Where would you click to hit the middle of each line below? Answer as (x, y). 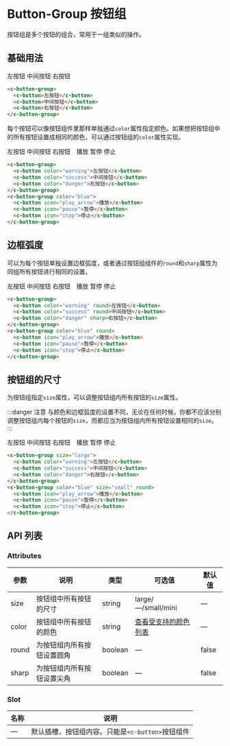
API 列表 (25, 536)
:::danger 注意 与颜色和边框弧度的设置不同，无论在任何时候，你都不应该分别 (114, 412)
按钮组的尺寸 (34, 379)
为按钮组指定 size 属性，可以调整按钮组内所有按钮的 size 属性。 (94, 397)
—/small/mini (156, 607)
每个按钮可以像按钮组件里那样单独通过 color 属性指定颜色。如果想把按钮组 (111, 128)
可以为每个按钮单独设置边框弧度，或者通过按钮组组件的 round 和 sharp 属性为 (112, 263)
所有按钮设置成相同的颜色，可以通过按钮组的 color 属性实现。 (99, 137)
